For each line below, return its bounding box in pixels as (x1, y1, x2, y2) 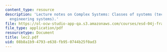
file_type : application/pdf (5, 26, 64, 31)
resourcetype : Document (5, 30, 55, 35)
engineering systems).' (9, 16, 59, 21)
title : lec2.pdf (5, 35, 39, 40)
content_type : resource (5, 7, 55, 12)
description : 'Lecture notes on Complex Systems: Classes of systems (5, 12, 153, 17)
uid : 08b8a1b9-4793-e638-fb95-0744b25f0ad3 (5, 40, 97, 45)
